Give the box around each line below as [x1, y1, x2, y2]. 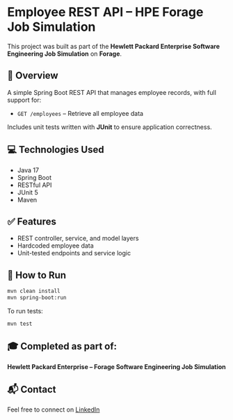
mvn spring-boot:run [7, 294, 67, 301]
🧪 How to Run [7, 269, 67, 281]
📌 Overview [7, 70, 58, 82]
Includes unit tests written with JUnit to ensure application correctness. [7, 123, 212, 131]
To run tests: [7, 306, 43, 315]
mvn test [7, 320, 33, 327]
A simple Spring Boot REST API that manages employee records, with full [7, 88, 217, 96]
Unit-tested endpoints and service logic [17, 249, 131, 257]
